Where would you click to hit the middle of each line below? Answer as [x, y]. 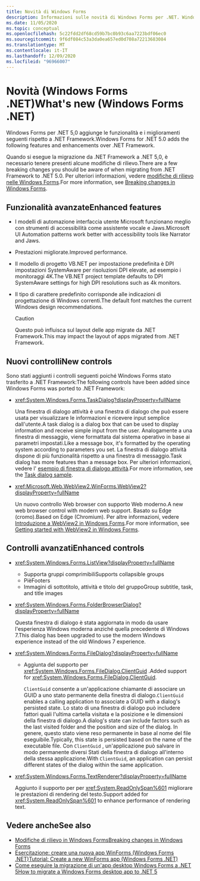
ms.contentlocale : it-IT [37, 51]
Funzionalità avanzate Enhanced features [84, 207]
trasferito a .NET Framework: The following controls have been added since [98, 382]
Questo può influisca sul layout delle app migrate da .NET [85, 330]
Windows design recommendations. [59, 307]
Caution [24, 319]
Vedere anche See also [49, 826]
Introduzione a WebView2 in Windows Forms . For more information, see [102, 523]
